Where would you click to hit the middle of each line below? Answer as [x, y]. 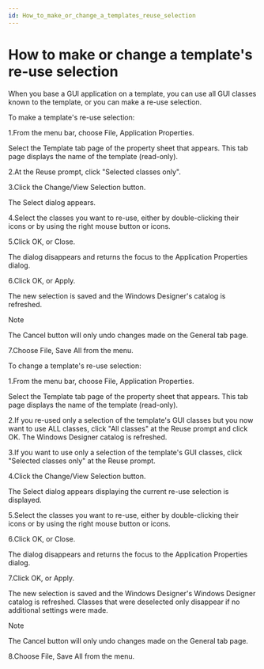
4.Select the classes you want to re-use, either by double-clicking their [124, 218]
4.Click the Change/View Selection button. [77, 476]
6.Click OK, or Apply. [42, 280]
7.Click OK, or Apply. [41, 578]
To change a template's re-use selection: [75, 366]
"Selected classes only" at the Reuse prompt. [82, 461]
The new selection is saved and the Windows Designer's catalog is [117, 296]
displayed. [25, 500]
